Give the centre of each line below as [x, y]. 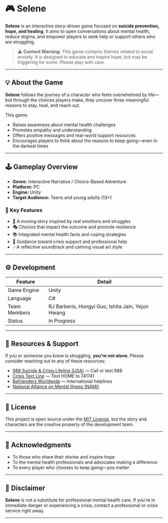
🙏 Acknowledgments [38, 445]
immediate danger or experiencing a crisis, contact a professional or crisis [82, 505]
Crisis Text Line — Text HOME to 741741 [53, 376]
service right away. [25, 510]
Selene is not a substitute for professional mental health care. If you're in [80, 500]
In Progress [62, 320]
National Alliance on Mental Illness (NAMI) [56, 386]
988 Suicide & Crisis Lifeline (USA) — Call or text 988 [67, 371]
